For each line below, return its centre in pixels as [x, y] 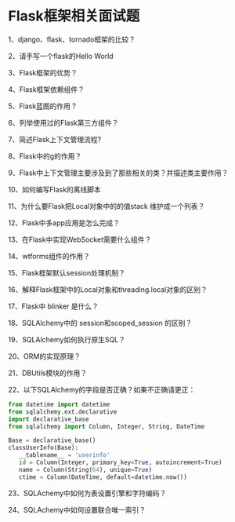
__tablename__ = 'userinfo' [64, 455]
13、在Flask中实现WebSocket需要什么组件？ [80, 239]
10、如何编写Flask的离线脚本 [55, 189]
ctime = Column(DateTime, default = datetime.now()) [103, 477]
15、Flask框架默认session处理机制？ [67, 272]
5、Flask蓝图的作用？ [43, 106]
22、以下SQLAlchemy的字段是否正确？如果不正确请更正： [102, 389]
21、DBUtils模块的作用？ [48, 373]
